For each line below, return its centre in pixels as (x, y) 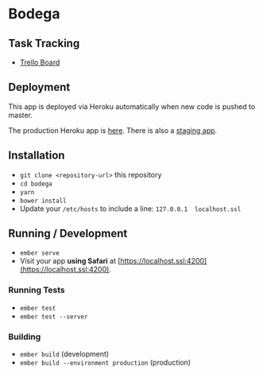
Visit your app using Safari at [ (70, 261)
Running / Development (68, 234)
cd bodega (36, 184)
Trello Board (40, 62)
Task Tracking (44, 43)
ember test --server (54, 316)
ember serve (39, 253)
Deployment (39, 87)
